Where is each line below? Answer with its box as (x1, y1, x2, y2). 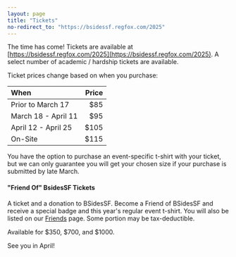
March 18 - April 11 (11, 111, 78, 121)
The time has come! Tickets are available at (7, 43, 134, 51)
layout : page (7, 10, 46, 18)
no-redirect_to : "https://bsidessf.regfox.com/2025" (7, 23, 166, 30)
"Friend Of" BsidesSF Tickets (7, 183, 95, 192)
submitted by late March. (7, 167, 80, 176)
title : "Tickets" (7, 17, 58, 24)
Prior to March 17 (11, 100, 69, 110)
